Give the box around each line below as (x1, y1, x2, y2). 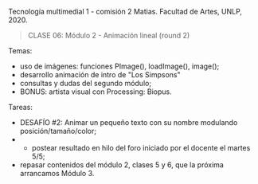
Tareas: (8, 103, 33, 112)
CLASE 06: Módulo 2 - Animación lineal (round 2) (27, 31, 190, 40)
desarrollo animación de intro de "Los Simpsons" (19, 70, 181, 79)
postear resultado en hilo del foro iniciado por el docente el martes (31, 143, 251, 152)
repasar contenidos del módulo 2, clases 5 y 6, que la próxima (19, 160, 225, 170)
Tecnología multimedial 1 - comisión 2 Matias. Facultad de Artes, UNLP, (8, 7, 243, 16)
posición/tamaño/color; (19, 127, 97, 135)
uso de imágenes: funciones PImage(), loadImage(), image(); (19, 61, 220, 71)
